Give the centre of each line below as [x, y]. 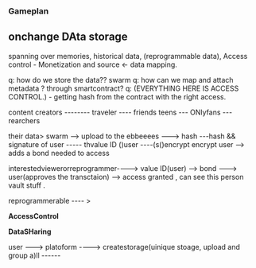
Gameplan [29, 11]
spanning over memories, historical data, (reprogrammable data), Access [128, 56]
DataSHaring [30, 231]
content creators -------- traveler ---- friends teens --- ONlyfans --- [120, 112]
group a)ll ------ [35, 255]
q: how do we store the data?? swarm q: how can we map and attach [121, 80]
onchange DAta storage [68, 37]
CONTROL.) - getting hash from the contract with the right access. [117, 96]
